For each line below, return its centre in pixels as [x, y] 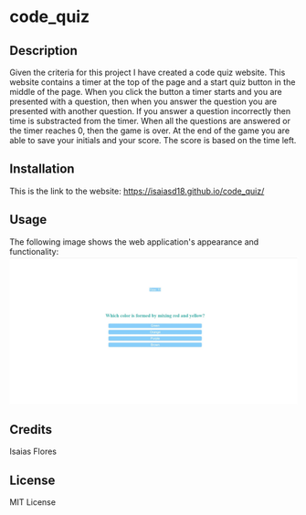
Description [43, 51]
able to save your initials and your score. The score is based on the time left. [153, 140]
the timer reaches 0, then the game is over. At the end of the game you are [150, 131]
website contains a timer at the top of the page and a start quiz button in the [153, 82]
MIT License [33, 502]
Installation [42, 169]
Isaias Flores [33, 452]
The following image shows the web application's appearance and [134, 242]
